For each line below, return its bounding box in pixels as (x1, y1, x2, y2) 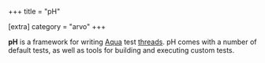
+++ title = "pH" (8, 7, 61, 16)
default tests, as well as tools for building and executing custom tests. (8, 46, 235, 54)
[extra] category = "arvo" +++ (8, 22, 106, 31)
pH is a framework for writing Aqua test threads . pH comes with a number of (8, 37, 258, 46)
